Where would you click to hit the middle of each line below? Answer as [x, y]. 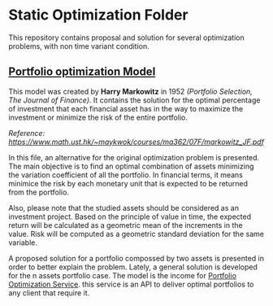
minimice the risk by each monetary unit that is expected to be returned [128, 183]
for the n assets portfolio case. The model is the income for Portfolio [123, 275]
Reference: [27, 133]
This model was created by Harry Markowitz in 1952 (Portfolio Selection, [131, 91]
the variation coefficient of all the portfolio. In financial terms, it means [126, 175]
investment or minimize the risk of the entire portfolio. [98, 117]
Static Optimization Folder [98, 15]
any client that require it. [49, 293]
